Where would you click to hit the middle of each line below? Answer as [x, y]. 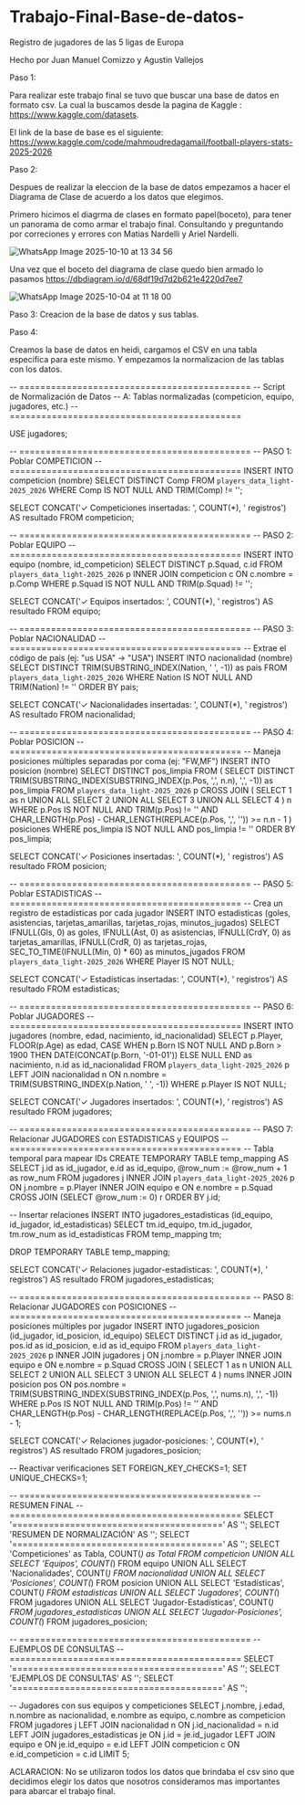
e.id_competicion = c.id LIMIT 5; [70, 1754]
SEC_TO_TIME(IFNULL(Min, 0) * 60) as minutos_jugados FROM [127, 951]
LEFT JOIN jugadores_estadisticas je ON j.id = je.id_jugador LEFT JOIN [142, 1734]
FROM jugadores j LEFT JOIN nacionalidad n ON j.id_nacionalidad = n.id [144, 1725]
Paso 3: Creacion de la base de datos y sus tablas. [104, 314]
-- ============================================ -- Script [147, 386]
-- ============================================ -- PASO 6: [152, 1006]
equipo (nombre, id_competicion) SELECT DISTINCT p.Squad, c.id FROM [146, 564]
